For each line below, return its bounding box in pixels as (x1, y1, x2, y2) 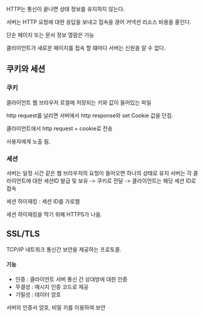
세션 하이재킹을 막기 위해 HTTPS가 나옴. (6, 210, 103, 218)
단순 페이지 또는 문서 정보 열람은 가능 (6, 31, 95, 38)
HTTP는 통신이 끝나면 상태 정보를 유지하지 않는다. (6, 5, 125, 12)
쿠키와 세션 (6, 64, 46, 75)
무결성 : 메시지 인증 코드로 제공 (15, 283, 89, 290)
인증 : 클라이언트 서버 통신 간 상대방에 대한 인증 (15, 275, 128, 283)
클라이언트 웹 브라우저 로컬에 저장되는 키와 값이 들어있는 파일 (6, 98, 151, 106)
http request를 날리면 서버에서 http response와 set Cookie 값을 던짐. (6, 112, 173, 119)
